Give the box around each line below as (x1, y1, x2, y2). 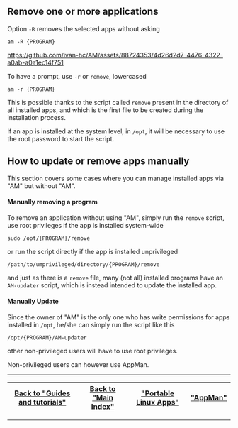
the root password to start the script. (7, 134, 115, 143)
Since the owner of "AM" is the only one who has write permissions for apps (7, 313, 230, 322)
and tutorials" (18, 397, 67, 407)
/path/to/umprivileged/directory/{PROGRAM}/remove (7, 260, 160, 268)
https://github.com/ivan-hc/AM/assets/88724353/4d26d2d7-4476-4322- (7, 50, 223, 59)
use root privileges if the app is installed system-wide (7, 221, 164, 229)
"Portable (140, 388, 175, 398)
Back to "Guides (13, 388, 71, 398)
